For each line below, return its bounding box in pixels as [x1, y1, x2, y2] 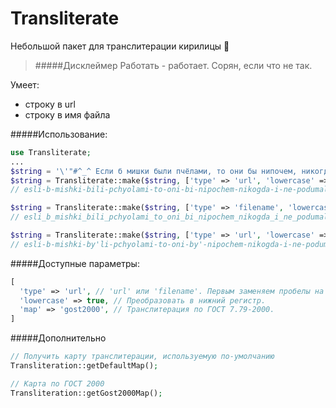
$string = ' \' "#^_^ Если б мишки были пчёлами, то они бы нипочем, [10, 166, 298, 176]
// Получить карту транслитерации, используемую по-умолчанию [10, 352, 275, 362]
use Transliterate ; [10, 147, 92, 157]
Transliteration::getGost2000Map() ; [10, 388, 163, 398]
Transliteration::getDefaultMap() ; [10, 361, 159, 371]
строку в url [24, 98, 76, 110]
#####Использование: [10, 128, 108, 140]
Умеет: [10, 78, 40, 91]
